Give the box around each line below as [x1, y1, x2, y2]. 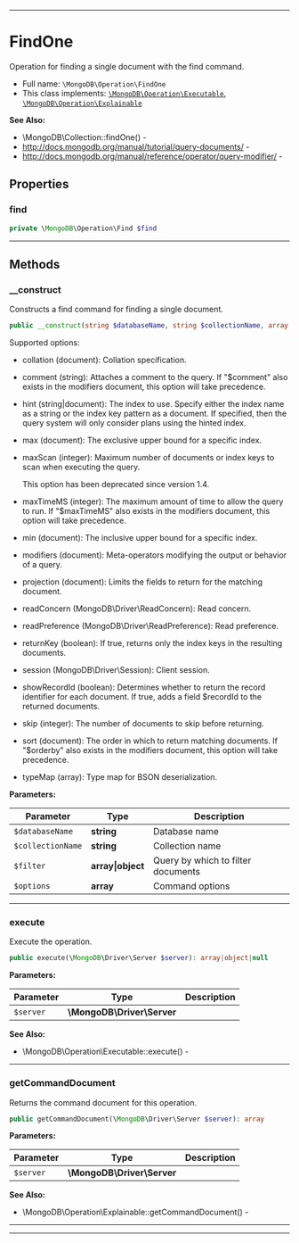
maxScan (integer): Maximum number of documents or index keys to [21, 452, 275, 463]
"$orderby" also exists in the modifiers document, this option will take [21, 745, 279, 756]
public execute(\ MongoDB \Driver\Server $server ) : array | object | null [9, 954, 269, 963]
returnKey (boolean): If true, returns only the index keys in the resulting [21, 638, 283, 649]
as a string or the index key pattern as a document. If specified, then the [21, 408, 287, 419]
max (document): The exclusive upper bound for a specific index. [21, 435, 263, 446]
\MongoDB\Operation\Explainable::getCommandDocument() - [21, 1206, 249, 1218]
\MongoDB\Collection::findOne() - [21, 131, 147, 143]
